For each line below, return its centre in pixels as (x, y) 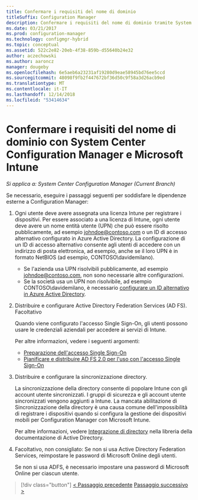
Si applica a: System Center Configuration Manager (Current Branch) (91, 183)
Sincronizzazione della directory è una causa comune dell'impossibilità (101, 407)
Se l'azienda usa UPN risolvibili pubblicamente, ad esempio (96, 268)
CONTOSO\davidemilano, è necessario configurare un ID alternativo (106, 287)
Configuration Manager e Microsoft (95, 154)
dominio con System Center (76, 142)
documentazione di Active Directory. (59, 438)
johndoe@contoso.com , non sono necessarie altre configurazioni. (104, 275)
